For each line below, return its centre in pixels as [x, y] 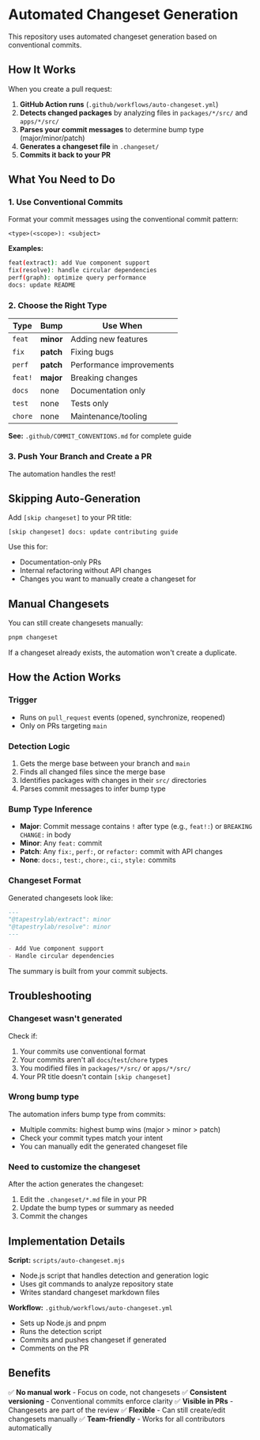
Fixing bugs [92, 352]
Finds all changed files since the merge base [92, 772]
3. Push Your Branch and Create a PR [80, 457]
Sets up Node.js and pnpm [63, 1323]
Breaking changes [104, 378]
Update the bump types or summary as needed [97, 1208]
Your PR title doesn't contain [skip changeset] [95, 1076]
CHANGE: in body [45, 835]
